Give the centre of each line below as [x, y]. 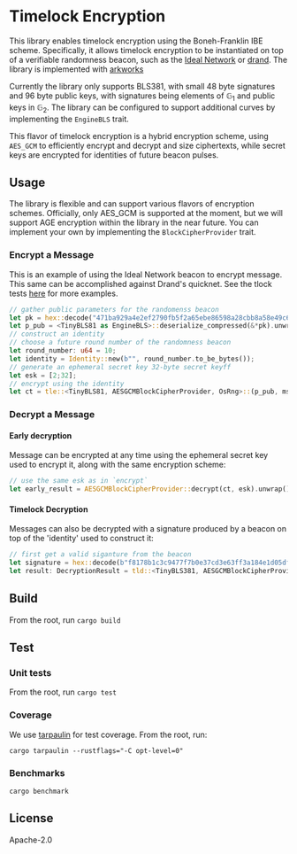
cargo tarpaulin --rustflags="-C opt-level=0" [96, 750]
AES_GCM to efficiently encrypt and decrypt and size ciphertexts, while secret [147, 145]
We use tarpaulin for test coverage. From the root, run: [108, 734]
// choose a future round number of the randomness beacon [120, 343]
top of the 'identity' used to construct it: [82, 539]
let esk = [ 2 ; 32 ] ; [43, 375]
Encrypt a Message [52, 255]
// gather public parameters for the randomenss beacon [114, 309]
